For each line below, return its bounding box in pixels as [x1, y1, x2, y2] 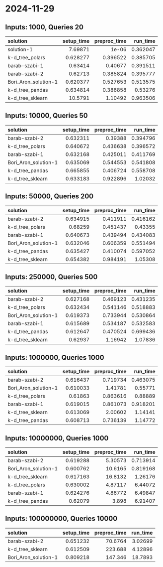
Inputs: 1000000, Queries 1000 [5, 353, 104, 362]
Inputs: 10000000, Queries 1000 [5, 434, 109, 442]
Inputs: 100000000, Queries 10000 [5, 514, 118, 523]
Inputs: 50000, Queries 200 [5, 192, 94, 201]
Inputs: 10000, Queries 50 [5, 112, 88, 120]
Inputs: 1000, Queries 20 [5, 23, 83, 31]
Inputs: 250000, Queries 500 [5, 273, 98, 282]
